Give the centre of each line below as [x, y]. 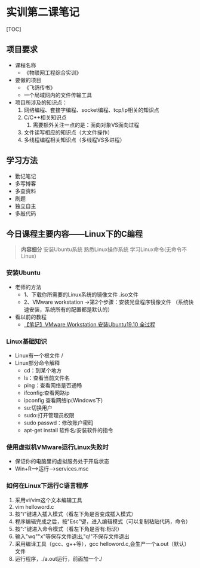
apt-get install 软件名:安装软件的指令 [68, 430]
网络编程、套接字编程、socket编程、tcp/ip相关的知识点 [91, 110]
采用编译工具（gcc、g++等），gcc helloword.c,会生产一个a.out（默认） [102, 543]
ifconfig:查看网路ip [47, 393]
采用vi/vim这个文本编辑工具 [48, 500]
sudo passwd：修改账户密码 [59, 423]
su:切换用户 [38, 408]
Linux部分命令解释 [37, 363]
